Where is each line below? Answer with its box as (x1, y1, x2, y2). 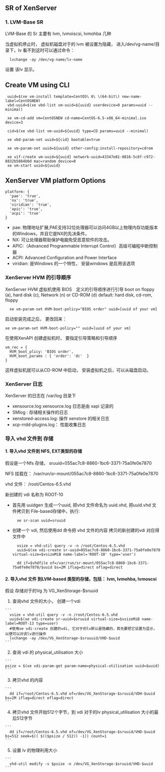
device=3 (5, 120, 23, 125)
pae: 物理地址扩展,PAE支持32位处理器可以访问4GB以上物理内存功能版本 (12, 224, 159, 231)
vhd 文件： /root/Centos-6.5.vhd (5, 481, 71, 487)
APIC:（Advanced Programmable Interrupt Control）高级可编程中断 (12, 243, 149, 249)
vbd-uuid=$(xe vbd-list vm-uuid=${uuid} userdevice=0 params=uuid (7, 103, 147, 107)
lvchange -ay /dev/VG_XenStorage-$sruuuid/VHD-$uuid (9, 636, 120, 641)
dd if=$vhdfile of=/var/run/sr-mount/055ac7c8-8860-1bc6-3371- (17, 561, 149, 566)
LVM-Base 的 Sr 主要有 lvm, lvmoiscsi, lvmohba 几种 (5, 31, 112, 36)
